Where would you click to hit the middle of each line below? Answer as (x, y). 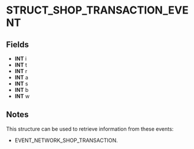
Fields (18, 44)
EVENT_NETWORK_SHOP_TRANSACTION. (66, 140)
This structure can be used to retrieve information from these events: (90, 129)
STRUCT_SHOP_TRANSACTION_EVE (97, 10)
